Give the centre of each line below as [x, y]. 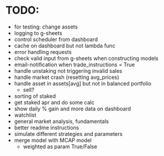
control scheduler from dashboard [56, 39]
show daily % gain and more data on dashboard [73, 109]
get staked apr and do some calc [54, 102]
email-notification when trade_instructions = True [74, 64]
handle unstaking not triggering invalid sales [68, 71]
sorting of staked [35, 96]
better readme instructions [46, 128]
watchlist [25, 115]
